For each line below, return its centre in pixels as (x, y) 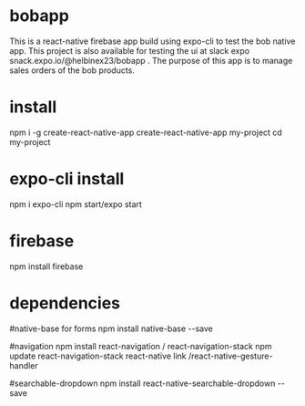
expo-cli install (67, 179)
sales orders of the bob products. (72, 70)
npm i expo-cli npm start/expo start (76, 204)
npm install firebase (46, 266)
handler (24, 365)
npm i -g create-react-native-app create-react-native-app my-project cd (146, 132)
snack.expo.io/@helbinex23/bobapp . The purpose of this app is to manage (151, 60)
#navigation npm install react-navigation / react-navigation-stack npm (141, 346)
